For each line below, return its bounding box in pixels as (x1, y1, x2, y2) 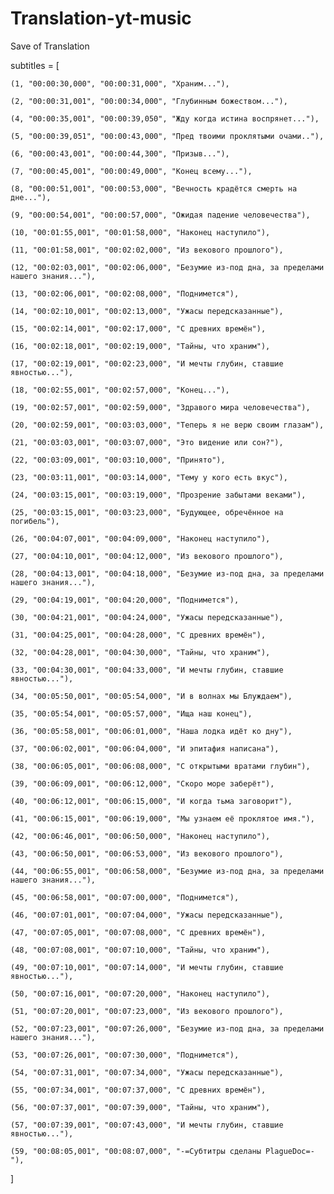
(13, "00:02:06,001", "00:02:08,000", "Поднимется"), (10, 288, 240, 299)
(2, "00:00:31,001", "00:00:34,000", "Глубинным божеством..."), (10, 96, 288, 106)
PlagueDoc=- (265, 1146, 315, 1156)
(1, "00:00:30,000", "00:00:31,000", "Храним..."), (10, 78, 230, 89)
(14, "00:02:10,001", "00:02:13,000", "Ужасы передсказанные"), (10, 306, 284, 316)
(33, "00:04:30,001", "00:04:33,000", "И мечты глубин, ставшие (10, 665, 284, 675)
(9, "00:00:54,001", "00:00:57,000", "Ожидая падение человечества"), (10, 210, 311, 220)
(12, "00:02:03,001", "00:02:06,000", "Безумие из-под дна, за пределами (10, 262, 325, 272)
